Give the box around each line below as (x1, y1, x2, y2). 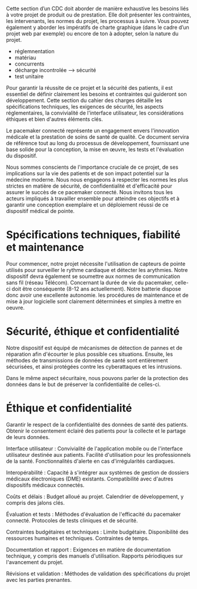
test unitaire (14, 73, 44, 80)
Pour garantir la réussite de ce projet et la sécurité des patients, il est (6, 84, 173, 91)
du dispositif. (6, 152, 38, 159)
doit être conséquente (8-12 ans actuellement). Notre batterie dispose (11, 285, 181, 292)
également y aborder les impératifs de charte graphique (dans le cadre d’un (6, 24, 189, 31)
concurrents (14, 60, 45, 67)
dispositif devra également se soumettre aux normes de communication (6, 273, 181, 280)
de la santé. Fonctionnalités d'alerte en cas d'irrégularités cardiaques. (6, 457, 175, 464)
